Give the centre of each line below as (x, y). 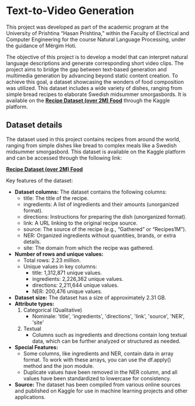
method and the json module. (59, 366)
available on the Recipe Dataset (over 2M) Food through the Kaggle (88, 100)
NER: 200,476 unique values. (67, 291)
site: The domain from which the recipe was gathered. (88, 247)
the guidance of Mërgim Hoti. (42, 46)
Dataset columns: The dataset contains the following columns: (90, 192)
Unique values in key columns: (60, 266)
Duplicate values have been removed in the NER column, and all (100, 372)
